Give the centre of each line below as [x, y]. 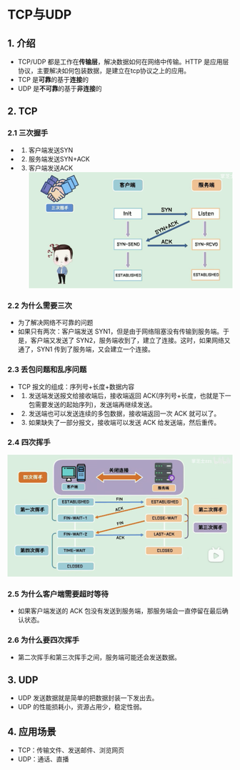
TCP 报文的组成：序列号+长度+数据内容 [76, 386]
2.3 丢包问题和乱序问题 [47, 370]
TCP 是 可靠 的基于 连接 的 [53, 80]
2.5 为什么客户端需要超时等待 [58, 594]
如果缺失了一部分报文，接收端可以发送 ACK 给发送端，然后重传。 [124, 422]
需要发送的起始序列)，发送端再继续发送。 [95, 404]
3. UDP [23, 680]
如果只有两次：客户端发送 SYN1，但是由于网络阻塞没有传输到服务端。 [120, 331]
